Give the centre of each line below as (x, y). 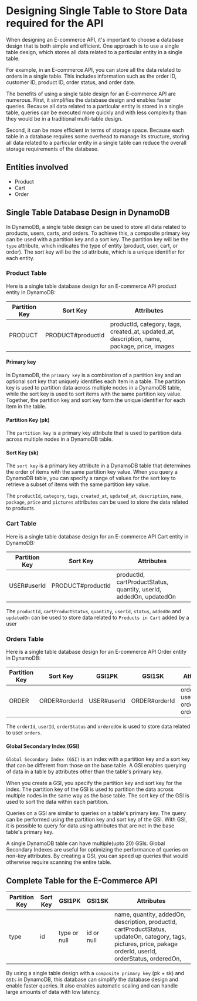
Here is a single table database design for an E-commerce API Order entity (96, 652)
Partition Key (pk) (28, 420)
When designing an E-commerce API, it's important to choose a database (95, 39)
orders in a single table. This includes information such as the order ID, (91, 76)
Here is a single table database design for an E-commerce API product (91, 286)
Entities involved (37, 167)
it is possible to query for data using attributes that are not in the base (90, 826)
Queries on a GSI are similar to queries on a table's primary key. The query (96, 813)
